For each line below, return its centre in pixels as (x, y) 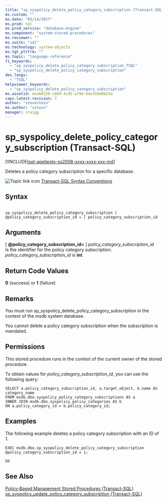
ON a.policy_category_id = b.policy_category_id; (58, 406)
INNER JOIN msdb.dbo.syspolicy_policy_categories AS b (63, 401)
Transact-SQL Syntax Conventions (76, 181)
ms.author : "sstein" (27, 108)
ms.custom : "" (20, 15)
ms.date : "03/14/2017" (29, 19)
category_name (20, 393)
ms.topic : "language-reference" (39, 56)
